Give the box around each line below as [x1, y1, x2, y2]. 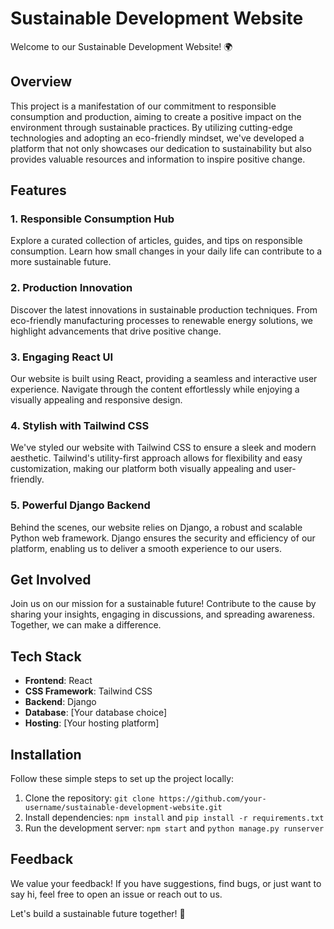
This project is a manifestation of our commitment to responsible [10, 100, 277, 112]
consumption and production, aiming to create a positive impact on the [10, 110, 302, 122]
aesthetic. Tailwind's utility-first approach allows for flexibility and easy [10, 452, 303, 464]
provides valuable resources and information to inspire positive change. [10, 153, 306, 165]
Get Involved [10, 572, 92, 589]
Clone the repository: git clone [24, 792, 155, 804]
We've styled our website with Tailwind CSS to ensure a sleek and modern [10, 442, 317, 454]
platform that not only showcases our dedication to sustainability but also [10, 142, 312, 154]
